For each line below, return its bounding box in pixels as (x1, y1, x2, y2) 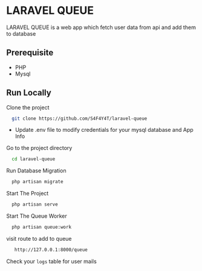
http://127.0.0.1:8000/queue (14, 246, 88, 253)
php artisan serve (11, 201, 59, 207)
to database (6, 30, 36, 37)
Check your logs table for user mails (6, 258, 97, 265)
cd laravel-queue (11, 156, 56, 162)
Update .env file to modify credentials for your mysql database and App (15, 126, 194, 134)
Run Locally (6, 88, 51, 98)
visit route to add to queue (6, 235, 72, 242)
